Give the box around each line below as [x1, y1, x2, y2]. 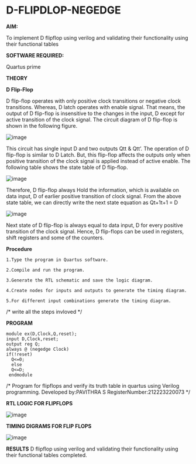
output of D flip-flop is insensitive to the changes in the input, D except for [6, 110, 185, 117]
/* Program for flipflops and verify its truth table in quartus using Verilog [6, 382, 180, 389]
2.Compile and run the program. [6, 267, 85, 273]
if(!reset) [6, 351, 33, 357]
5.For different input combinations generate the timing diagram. [6, 297, 171, 304]
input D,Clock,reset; [6, 336, 59, 342]
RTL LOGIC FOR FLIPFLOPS [6, 399, 73, 407]
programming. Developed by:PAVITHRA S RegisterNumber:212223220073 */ [6, 388, 191, 395]
